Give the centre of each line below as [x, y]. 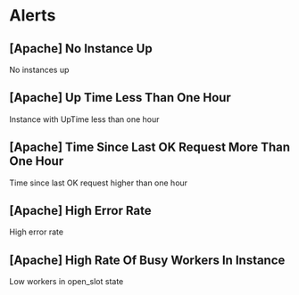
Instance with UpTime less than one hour [84, 119]
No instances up [39, 70]
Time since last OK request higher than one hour [99, 183]
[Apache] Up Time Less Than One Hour [120, 98]
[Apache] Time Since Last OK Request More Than [150, 147]
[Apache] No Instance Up [81, 49]
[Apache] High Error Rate [80, 211]
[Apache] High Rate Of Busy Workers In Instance [147, 260]
